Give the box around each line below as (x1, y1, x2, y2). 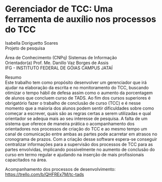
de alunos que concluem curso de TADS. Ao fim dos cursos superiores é (5, 95, 151, 100)
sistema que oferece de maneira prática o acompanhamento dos (5, 120, 135, 127)
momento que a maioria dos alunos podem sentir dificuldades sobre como (5, 105, 154, 111)
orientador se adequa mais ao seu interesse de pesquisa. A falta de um (5, 116, 148, 121)
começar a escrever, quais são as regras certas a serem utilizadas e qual (5, 110, 151, 116)
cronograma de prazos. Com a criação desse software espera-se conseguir (5, 136, 157, 142)
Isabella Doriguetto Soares (5, 40, 58, 46)
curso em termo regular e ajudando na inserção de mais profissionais (5, 151, 144, 157)
